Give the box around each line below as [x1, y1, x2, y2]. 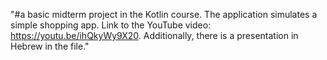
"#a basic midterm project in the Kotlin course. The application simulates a [10, 9, 318, 20]
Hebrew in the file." [10, 40, 90, 52]
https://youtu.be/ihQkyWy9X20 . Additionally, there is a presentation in [10, 30, 299, 41]
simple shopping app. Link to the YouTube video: [10, 19, 212, 31]
